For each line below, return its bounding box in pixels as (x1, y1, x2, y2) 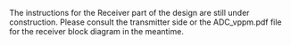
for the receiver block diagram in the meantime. (9, 26, 185, 36)
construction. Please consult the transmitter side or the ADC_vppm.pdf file (9, 17, 283, 27)
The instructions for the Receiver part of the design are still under (9, 8, 250, 18)
